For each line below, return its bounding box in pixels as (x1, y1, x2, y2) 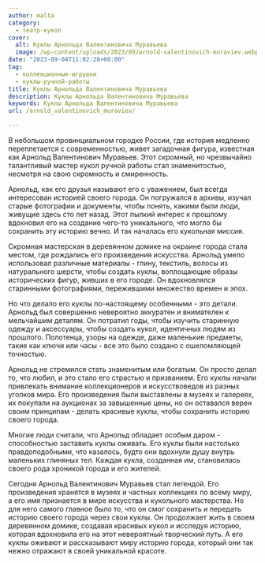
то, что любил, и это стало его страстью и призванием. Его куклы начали (8, 373, 257, 382)
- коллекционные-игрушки (15, 70, 97, 78)
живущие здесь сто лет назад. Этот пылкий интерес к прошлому (8, 210, 228, 219)
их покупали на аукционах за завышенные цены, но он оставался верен (8, 398, 252, 407)
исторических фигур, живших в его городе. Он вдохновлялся (8, 276, 216, 284)
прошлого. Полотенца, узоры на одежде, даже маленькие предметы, (8, 332, 243, 342)
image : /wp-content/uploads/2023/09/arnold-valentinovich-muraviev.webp (15, 48, 259, 56)
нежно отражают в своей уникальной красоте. (8, 546, 167, 555)
